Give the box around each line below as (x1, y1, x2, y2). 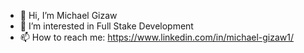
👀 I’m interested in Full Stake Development (19, 20, 194, 32)
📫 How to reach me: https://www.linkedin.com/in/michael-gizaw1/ (19, 31, 295, 43)
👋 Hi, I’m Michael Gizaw (19, 10, 118, 21)
